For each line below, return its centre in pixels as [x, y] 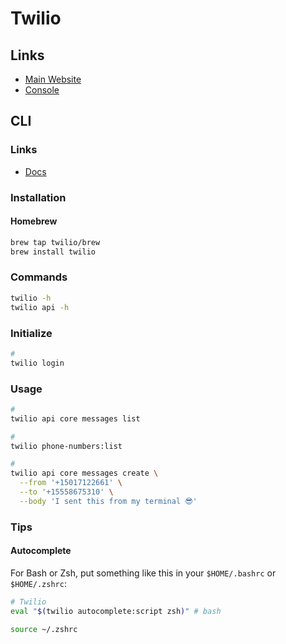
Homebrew [34, 221]
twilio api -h [40, 307]
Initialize [31, 333]
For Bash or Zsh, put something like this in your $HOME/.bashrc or [143, 573]
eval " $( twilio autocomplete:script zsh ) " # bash [116, 611]
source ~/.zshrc [44, 629]
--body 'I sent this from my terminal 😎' [108, 501]
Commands [39, 277]
